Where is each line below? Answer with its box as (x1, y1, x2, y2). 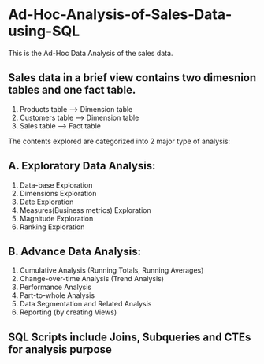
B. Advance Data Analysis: (8, 244, 142, 258)
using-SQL (8, 22, 80, 40)
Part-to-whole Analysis (19, 291, 95, 300)
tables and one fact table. (8, 84, 136, 97)
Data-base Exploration (19, 180, 93, 190)
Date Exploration (19, 197, 74, 206)
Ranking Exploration (19, 222, 85, 232)
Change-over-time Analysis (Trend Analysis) (19, 274, 164, 284)
